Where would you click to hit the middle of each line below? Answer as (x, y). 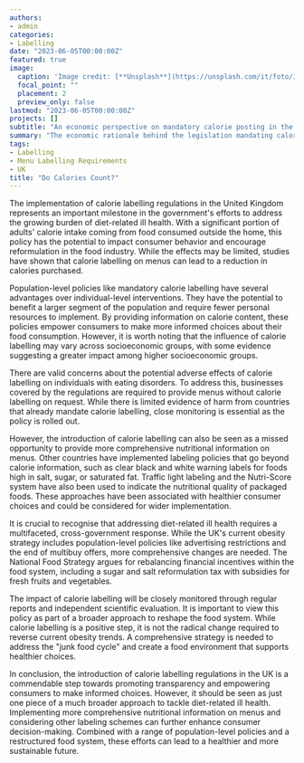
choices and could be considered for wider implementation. (121, 506)
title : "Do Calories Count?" (64, 177)
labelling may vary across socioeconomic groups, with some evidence (140, 346)
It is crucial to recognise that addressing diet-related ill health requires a (143, 524)
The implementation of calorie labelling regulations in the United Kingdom (147, 204)
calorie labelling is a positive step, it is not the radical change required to (144, 628)
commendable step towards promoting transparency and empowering (140, 683)
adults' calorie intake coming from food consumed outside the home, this (146, 233)
